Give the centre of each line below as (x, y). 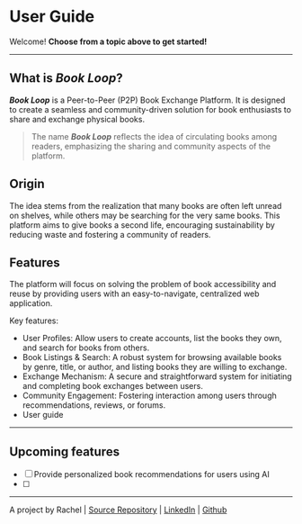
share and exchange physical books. (77, 119)
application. (31, 303)
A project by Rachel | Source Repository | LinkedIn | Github (118, 510)
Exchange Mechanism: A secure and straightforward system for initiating (157, 376)
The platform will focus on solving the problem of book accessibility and (143, 285)
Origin (27, 184)
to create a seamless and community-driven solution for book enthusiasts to (151, 109)
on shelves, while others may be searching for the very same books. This (145, 215)
